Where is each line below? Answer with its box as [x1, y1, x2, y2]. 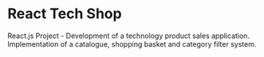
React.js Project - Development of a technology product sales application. [7, 31, 250, 40]
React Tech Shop [7, 5, 122, 23]
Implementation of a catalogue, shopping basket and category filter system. [7, 39, 257, 48]
